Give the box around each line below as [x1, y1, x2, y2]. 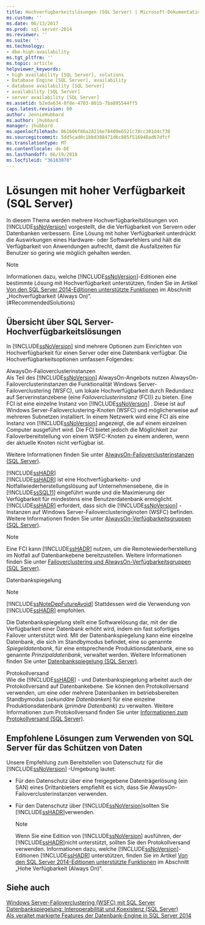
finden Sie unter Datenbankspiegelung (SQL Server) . [6, 658, 139, 665]
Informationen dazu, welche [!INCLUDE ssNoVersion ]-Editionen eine [6, 273, 177, 281]
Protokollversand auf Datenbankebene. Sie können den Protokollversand [6, 682, 189, 690]
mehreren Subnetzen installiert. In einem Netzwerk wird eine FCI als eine [6, 413, 189, 420]
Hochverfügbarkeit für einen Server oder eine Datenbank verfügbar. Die [6, 349, 187, 357]
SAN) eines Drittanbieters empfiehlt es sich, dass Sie [15, 783, 148, 791]
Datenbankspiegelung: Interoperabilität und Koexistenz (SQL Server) [6, 905, 179, 913]
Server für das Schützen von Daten [6, 742, 143, 753]
